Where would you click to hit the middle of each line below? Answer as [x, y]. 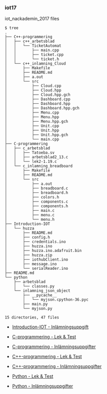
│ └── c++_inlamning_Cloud [35, 64]
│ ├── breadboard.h [37, 193]
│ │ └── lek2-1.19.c [31, 162]
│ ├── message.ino [31, 264]
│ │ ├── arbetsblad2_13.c [37, 157]
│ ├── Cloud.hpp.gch [38, 95]
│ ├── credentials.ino [35, 242]
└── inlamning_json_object [42, 291]
